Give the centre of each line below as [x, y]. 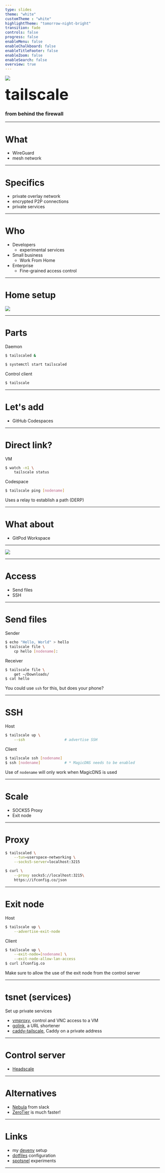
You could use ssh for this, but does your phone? [55, 688]
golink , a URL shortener [36, 1025]
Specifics [25, 183]
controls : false [22, 32]
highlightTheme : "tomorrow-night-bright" [48, 23]
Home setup [30, 295]
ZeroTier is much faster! [36, 1112]
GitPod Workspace [31, 538]
